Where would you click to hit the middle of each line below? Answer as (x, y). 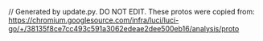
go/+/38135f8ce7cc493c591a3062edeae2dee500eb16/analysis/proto (124, 29)
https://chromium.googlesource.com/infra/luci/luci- (94, 20)
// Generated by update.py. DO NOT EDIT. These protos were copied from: (131, 12)
